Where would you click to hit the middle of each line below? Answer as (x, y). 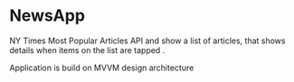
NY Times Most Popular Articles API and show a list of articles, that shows (147, 41)
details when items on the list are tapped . (87, 50)
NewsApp (47, 16)
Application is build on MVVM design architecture (102, 68)
